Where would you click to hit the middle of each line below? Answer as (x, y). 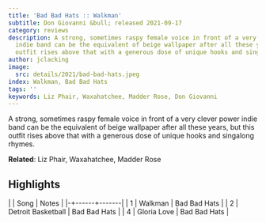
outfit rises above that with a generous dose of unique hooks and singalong (131, 136)
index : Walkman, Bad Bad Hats (58, 81)
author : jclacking (38, 60)
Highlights (34, 184)
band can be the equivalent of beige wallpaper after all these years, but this (131, 127)
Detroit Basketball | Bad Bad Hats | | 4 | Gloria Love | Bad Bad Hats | (119, 212)
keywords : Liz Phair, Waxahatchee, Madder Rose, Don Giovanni (113, 96)
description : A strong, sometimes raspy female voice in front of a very (133, 38)
